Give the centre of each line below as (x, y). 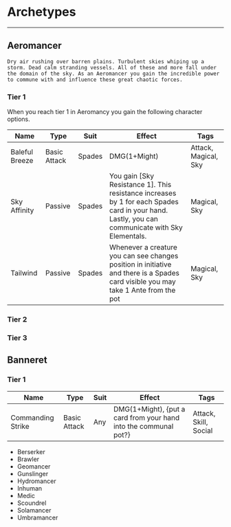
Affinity (22, 210)
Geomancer (34, 466)
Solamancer (34, 510)
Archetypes (42, 12)
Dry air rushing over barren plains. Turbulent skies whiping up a (106, 61)
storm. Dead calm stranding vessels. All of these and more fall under (112, 67)
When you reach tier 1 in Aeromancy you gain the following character (105, 112)
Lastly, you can (133, 219)
